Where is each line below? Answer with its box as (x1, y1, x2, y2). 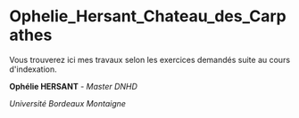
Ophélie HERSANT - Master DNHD (9, 81, 138, 91)
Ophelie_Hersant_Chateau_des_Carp (9, 6, 287, 27)
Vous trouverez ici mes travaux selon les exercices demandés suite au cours (9, 54, 291, 65)
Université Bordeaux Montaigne (9, 98, 127, 108)
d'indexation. (9, 64, 58, 75)
